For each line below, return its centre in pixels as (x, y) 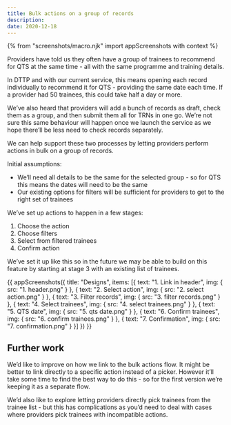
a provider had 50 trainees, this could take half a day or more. (95, 95)
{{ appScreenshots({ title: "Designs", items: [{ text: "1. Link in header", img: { (115, 282)
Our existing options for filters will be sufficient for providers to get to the (121, 192)
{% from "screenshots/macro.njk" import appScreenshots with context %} (113, 46)
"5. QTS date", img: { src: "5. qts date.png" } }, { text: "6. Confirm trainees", (113, 312)
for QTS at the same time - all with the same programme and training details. (116, 67)
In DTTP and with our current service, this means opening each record (107, 80)
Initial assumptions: (34, 164)
